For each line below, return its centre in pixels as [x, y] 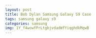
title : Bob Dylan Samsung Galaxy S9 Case [48, 14]
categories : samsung [26, 23]
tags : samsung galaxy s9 [31, 19]
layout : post [18, 10]
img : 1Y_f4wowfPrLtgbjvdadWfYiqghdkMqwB [47, 28]
